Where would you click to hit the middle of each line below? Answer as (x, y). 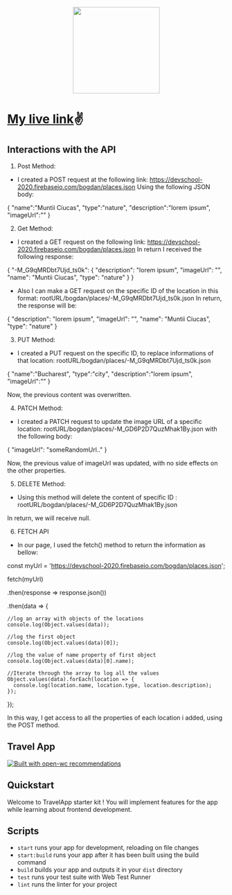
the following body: (45, 436)
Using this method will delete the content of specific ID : (97, 497)
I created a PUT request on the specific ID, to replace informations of (115, 353)
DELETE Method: (41, 484)
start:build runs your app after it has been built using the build (108, 855)
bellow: (27, 552)
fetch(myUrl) (25, 579)
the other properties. (37, 470)
